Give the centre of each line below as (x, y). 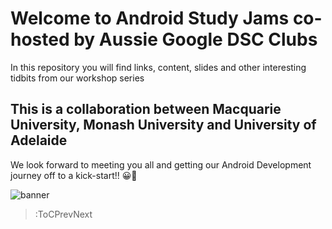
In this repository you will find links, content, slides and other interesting (158, 67)
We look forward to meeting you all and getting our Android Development (161, 164)
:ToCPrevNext (63, 214)
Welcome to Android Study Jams (150, 18)
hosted (40, 39)
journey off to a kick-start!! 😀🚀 (74, 175)
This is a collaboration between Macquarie (146, 109)
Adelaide (39, 140)
